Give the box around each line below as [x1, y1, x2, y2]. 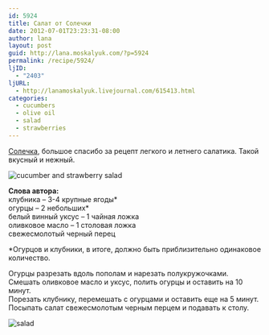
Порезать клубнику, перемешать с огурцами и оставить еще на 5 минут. [8, 294, 259, 304]
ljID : [8, 64, 26, 72]
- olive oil [15, 110, 56, 118]
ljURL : [8, 79, 31, 87]
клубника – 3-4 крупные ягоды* [8, 194, 118, 204]
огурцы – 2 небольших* [8, 203, 90, 213]
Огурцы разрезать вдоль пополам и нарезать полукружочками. [8, 268, 229, 278]
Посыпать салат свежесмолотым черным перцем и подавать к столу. [8, 303, 250, 312]
